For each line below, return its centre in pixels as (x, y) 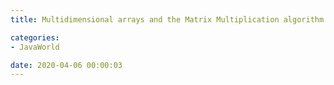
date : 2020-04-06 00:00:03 (66, 65)
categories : (35, 37)
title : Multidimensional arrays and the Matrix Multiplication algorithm (167, 19)
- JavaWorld (35, 47)
